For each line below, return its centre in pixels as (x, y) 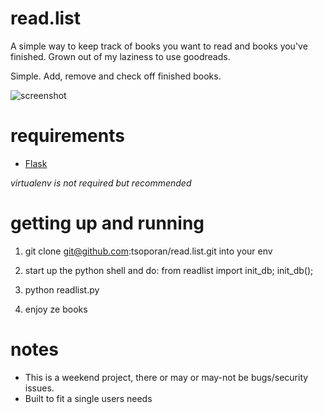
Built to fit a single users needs (88, 398)
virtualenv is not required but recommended (101, 183)
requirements (67, 136)
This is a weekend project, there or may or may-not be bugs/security (166, 377)
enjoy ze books (56, 309)
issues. (39, 388)
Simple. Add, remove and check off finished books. (116, 76)
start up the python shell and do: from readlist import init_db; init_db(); (169, 270)
